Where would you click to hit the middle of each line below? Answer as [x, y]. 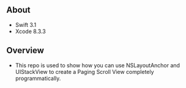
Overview [25, 50]
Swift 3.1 [26, 24]
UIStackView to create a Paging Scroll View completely [84, 71]
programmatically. [38, 78]
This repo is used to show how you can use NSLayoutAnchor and [98, 65]
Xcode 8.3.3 [30, 31]
